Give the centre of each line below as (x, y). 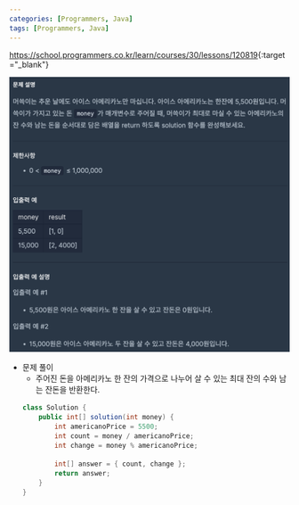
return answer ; (83, 474)
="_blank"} (29, 64)
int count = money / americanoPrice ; (124, 436)
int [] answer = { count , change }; (121, 464)
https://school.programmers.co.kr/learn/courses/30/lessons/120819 (133, 54)
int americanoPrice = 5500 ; (106, 426)
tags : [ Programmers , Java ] (59, 28)
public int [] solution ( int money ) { (106, 418)
